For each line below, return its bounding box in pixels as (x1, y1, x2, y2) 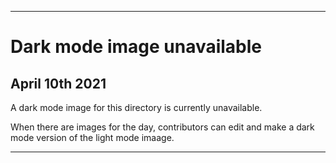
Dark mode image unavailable (10, 36, 263, 58)
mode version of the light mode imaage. (10, 132, 175, 143)
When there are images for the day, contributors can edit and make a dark (10, 121, 315, 133)
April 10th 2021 (10, 75, 107, 92)
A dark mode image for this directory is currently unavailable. (10, 102, 263, 113)
